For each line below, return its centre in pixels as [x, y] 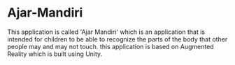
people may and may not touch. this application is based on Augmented [111, 46]
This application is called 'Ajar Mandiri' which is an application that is [106, 32]
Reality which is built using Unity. [55, 54]
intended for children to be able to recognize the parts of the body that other [117, 39]
